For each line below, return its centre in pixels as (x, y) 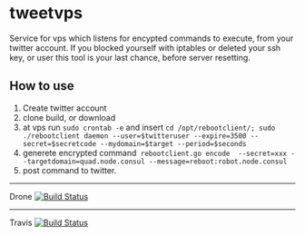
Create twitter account (64, 108)
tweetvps (46, 13)
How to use (42, 86)
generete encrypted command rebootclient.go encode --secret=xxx (155, 152)
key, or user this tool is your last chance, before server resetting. (130, 57)
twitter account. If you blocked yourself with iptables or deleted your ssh (145, 47)
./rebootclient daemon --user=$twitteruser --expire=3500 (134, 136)
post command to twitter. (69, 170)
